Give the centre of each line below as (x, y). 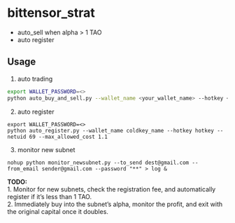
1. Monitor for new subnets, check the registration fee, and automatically (112, 189)
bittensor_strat (51, 13)
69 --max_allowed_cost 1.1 (69, 137)
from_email (23, 169)
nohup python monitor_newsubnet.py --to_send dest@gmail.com (98, 163)
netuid (17, 137)
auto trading (35, 79)
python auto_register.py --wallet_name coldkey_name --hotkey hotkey (111, 130)
